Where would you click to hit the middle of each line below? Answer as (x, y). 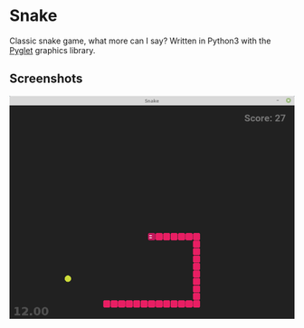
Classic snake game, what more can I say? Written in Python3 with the (140, 41)
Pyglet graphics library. (52, 50)
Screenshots (46, 79)
